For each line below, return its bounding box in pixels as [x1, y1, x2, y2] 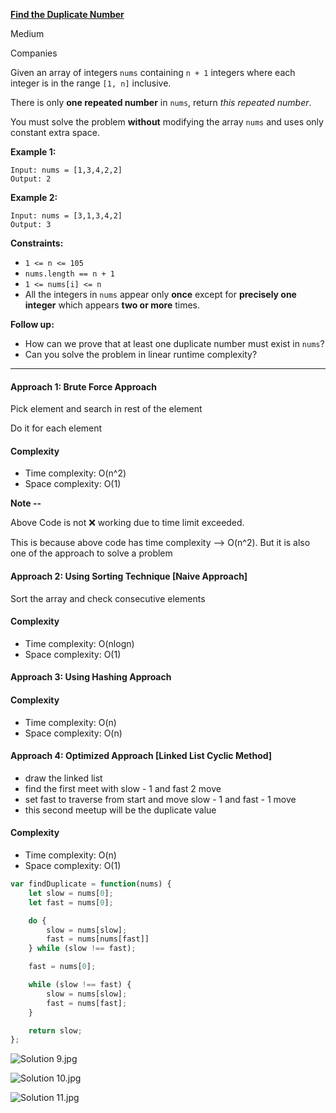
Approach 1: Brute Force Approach [10, 380, 157, 393]
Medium [10, 28, 45, 39]
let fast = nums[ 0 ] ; [28, 897, 114, 908]
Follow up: [10, 319, 55, 330]
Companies [10, 47, 58, 59]
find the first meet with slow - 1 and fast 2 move [24, 782, 222, 794]
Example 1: [10, 146, 57, 158]
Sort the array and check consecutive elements [10, 592, 206, 604]
